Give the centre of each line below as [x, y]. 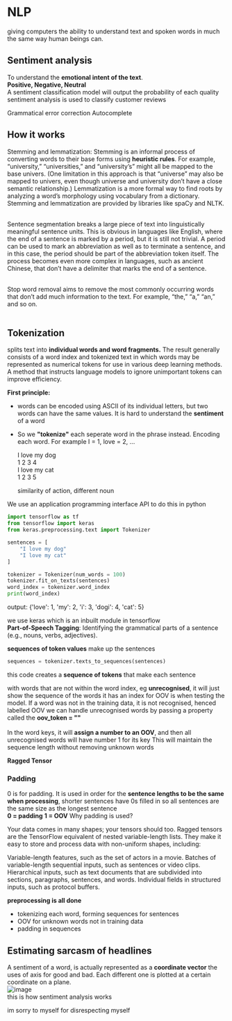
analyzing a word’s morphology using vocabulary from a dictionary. [103, 196]
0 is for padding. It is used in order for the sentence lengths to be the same [116, 794]
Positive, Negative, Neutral [47, 85]
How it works [36, 135]
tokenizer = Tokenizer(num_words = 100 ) [67, 574]
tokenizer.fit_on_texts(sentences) [59, 581]
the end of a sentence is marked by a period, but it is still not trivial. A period [116, 239]
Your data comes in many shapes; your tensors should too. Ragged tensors [115, 829]
